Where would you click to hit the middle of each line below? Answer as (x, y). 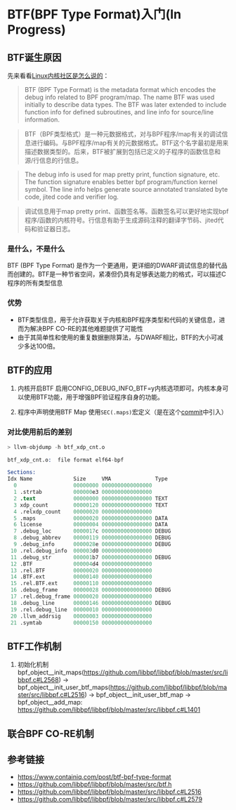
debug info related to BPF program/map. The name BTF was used (119, 97)
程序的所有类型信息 (35, 283)
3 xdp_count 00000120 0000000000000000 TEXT (91, 505)
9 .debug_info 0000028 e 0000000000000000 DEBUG (92, 544)
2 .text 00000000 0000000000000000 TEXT (91, 498)
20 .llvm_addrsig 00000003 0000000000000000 (81, 616)
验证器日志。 (55, 229)
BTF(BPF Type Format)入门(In (94, 14)
